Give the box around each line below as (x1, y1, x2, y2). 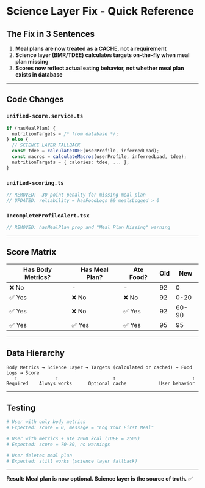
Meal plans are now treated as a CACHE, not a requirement (15, 45, 167, 52)
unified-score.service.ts (6, 113, 84, 120)
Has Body (23, 265, 52, 274)
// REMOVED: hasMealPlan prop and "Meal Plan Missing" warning (6, 225, 171, 231)
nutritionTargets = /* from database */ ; (12, 130, 119, 137)
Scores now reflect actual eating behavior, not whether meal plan (15, 64, 184, 72)
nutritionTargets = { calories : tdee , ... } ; (12, 159, 130, 165)
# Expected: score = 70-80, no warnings (6, 441, 111, 448)
